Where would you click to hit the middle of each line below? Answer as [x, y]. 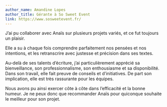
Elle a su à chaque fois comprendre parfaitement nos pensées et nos [76, 48]
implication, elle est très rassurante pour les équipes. [59, 79]
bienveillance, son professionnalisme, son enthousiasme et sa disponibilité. [82, 68]
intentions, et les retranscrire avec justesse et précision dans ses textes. [79, 53]
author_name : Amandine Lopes [35, 10]
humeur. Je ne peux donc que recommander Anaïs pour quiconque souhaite [83, 94]
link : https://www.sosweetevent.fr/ [43, 19]
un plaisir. [15, 38]
